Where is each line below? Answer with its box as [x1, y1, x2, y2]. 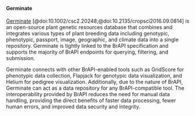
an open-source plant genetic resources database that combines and [6, 24, 173, 31]
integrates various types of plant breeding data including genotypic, [6, 30, 170, 37]
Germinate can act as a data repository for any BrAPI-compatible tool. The [6, 85, 185, 92]
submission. [6, 55, 35, 62]
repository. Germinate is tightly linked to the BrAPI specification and [6, 43, 169, 50]
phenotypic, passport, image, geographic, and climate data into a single [6, 36, 179, 43]
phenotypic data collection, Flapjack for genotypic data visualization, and [6, 72, 182, 79]
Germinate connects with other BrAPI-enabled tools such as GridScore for [6, 66, 184, 73]
